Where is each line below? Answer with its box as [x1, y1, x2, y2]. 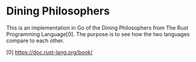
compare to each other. [6, 37, 65, 44]
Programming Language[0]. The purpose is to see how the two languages [6, 30, 190, 37]
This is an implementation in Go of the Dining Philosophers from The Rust [6, 24, 189, 31]
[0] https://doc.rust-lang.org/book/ [6, 48, 93, 55]
